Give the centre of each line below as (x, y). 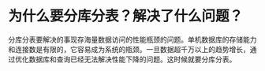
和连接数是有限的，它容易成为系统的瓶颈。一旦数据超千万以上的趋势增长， (129, 49)
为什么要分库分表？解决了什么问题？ (126, 16)
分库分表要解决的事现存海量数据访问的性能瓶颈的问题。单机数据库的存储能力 (132, 39)
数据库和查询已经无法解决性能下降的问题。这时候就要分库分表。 (132, 59)
